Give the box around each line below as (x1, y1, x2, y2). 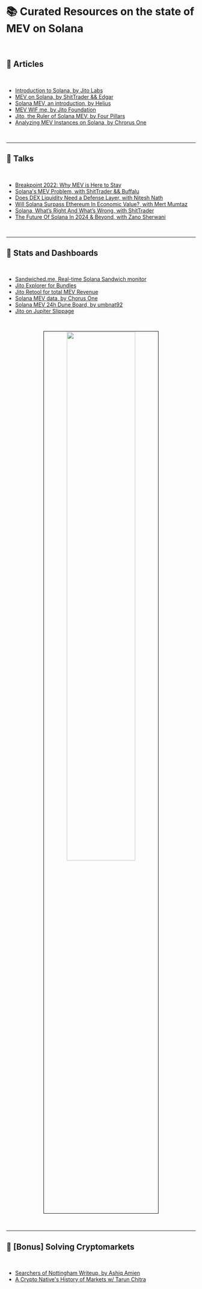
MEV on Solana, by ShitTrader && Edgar (14, 93, 114, 100)
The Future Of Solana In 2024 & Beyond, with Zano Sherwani (14, 213, 166, 220)
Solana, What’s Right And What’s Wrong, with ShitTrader (14, 207, 155, 214)
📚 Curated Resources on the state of (6, 5, 194, 19)
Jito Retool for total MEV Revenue (14, 289, 99, 296)
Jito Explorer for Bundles (14, 282, 77, 289)
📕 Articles (6, 59, 44, 69)
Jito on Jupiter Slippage (14, 308, 75, 315)
